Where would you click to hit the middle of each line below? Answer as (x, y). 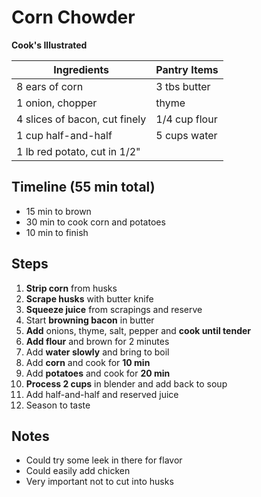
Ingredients (81, 69)
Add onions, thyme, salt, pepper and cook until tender (138, 330)
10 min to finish (57, 232)
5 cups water (186, 135)
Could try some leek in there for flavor (104, 460)
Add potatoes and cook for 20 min (98, 373)
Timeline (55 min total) (83, 187)
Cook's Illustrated (49, 45)
